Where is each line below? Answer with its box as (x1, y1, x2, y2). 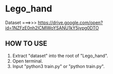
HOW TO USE (5, 39, 47, 48)
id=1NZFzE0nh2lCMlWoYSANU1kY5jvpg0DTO (5, 24, 99, 30)
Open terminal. (12, 58, 43, 64)
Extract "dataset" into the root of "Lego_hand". (12, 52, 109, 58)
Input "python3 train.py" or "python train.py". (12, 63, 105, 69)
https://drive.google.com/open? (38, 19, 103, 25)
